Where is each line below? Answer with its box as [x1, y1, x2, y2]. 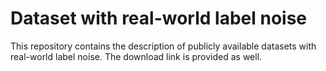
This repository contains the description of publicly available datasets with [10, 40, 317, 52]
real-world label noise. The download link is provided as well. [10, 50, 263, 62]
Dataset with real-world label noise [10, 7, 308, 30]
